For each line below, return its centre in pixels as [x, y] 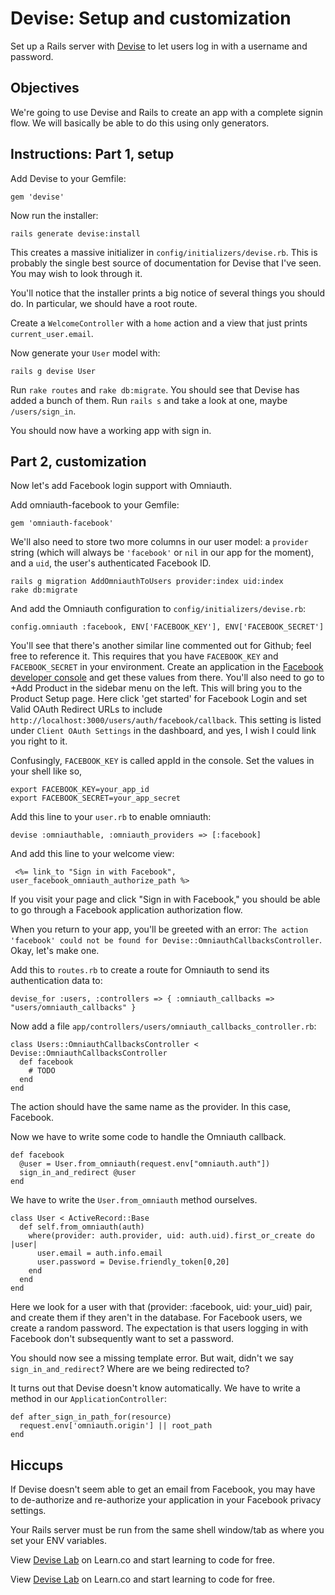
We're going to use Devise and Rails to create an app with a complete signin [166, 112]
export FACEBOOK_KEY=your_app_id [80, 790]
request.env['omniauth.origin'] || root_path [116, 1426]
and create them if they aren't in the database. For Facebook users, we [156, 1318]
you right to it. [39, 741]
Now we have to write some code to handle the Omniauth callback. [148, 1137]
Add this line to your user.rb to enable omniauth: [111, 817]
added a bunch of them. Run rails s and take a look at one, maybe [149, 400]
